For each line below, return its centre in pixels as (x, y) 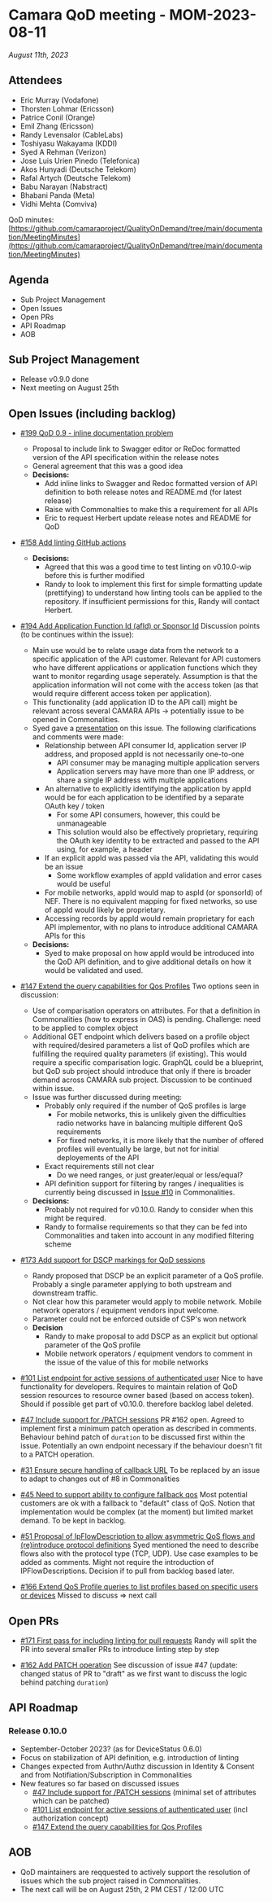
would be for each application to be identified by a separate (144, 798)
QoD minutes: (31, 219)
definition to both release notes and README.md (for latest (143, 492)
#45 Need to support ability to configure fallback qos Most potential (134, 1495)
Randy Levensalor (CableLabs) (71, 134)
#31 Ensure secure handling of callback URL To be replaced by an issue (140, 1470)
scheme (58, 1244)
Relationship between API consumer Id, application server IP (145, 746)
